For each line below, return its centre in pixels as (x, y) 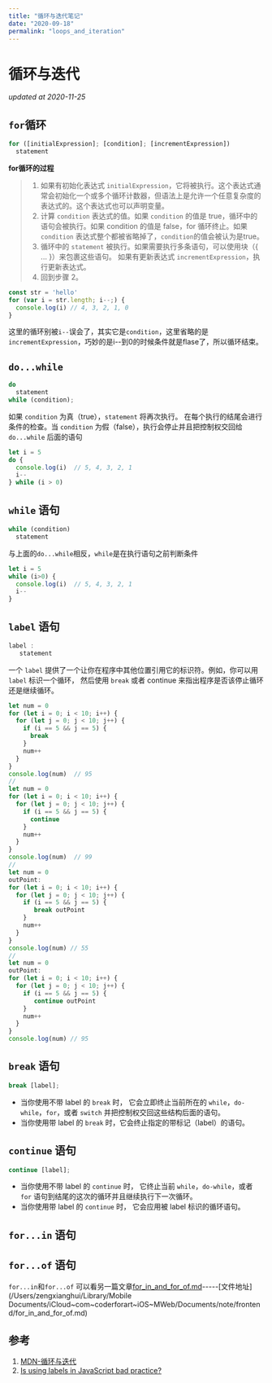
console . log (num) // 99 (50, 857)
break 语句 (34, 1067)
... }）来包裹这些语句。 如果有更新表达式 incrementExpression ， (147, 257)
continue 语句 (42, 1150)
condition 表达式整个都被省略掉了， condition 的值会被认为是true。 (152, 236)
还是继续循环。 (33, 690)
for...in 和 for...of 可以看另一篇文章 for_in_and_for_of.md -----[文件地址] (130, 1286)
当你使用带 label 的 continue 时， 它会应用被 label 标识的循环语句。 (132, 1207)
